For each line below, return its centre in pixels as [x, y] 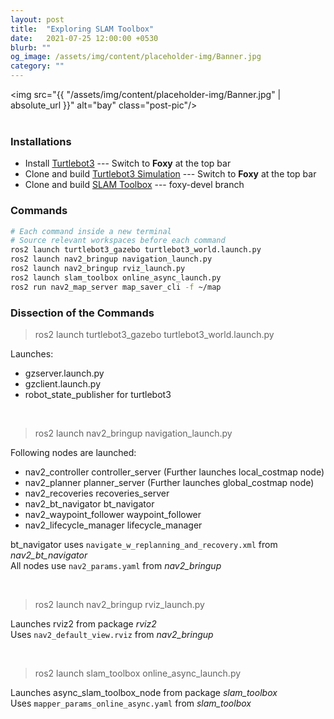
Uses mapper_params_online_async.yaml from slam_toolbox [131, 703]
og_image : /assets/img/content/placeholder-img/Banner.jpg [136, 57]
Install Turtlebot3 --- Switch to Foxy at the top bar [128, 163]
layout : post [37, 19]
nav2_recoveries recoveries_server [97, 493]
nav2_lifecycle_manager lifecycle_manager [113, 525]
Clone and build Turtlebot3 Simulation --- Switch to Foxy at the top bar [170, 174]
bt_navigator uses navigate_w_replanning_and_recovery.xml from [144, 545]
